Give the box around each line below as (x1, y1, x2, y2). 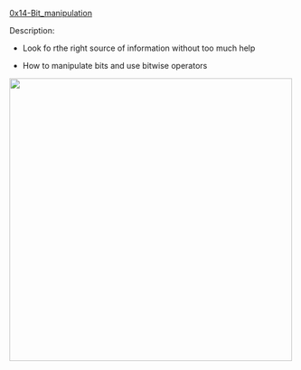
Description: (9, 25, 55, 35)
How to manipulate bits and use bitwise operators (22, 61, 208, 71)
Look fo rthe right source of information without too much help (22, 43, 256, 53)
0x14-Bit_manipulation (9, 8, 93, 18)
